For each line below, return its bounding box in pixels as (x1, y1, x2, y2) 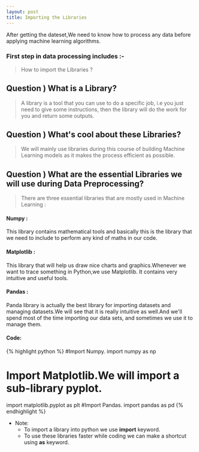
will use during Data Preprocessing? (6, 179, 144, 189)
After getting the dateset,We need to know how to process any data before (6, 31, 191, 38)
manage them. (6, 320, 42, 328)
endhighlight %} (6, 408, 46, 415)
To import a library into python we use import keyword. (23, 426, 161, 433)
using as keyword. (23, 438, 70, 445)
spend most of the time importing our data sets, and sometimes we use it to (6, 314, 193, 322)
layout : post (6, 8, 39, 15)
